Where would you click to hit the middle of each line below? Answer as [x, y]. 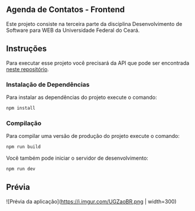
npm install [21, 108]
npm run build [24, 147]
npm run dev [21, 169]
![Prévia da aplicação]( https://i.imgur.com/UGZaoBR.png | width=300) [91, 201]
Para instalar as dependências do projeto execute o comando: [82, 97]
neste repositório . [27, 69]
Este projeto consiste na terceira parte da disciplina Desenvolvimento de [94, 24]
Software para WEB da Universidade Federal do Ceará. [73, 30]
